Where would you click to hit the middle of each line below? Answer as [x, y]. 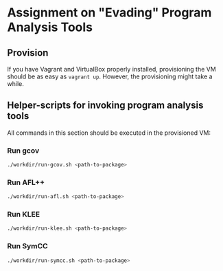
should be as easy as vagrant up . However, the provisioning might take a [110, 76]
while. [15, 84]
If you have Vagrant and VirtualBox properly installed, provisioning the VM [111, 69]
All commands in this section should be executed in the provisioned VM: [109, 133]
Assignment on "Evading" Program [109, 13]
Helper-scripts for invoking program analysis [105, 106]
